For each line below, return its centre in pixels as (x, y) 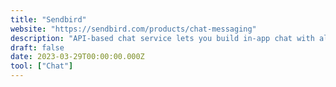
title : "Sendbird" (48, 19)
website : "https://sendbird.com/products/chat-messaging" (133, 29)
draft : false (37, 47)
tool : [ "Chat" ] (42, 66)
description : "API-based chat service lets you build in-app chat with (162, 38)
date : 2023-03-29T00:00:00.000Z (77, 57)
